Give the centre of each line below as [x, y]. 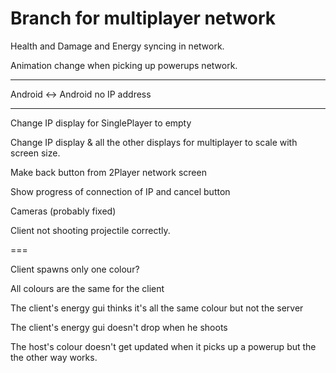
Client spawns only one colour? [75, 269]
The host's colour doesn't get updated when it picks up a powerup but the [163, 346]
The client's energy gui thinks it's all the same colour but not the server [157, 308]
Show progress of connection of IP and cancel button [120, 191]
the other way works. [54, 357]
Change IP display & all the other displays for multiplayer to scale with [154, 142]
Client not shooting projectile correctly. [90, 230]
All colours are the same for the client [87, 288]
